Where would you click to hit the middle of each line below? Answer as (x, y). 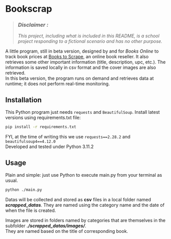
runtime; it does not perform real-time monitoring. (58, 84)
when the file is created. (31, 210)
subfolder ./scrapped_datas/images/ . (46, 226)
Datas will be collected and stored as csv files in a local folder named (78, 199)
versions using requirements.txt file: (43, 117)
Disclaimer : (33, 25)
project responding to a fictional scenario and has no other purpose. (90, 41)
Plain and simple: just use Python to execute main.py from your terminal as (84, 175)
